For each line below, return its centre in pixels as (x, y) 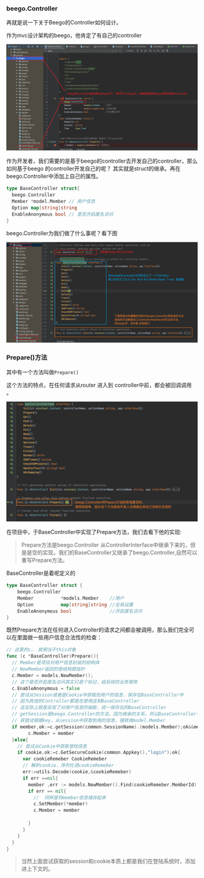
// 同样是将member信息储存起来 (70, 798)
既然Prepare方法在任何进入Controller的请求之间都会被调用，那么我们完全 (98, 630)
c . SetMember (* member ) (60, 804)
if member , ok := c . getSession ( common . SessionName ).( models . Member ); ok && (103, 727)
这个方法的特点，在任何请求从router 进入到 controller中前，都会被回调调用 (99, 385)
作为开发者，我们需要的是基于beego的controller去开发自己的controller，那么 (102, 161)
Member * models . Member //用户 (71, 598)
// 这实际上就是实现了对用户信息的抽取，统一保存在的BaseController (89, 708)
